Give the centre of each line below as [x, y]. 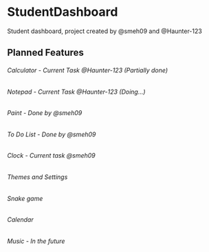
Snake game [25, 198]
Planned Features [46, 53]
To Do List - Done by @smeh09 [52, 134]
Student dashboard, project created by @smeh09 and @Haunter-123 [105, 31]
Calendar [20, 220]
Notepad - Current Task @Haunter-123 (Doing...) [76, 92]
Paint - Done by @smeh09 [45, 113]
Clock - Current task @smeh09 [51, 156]
